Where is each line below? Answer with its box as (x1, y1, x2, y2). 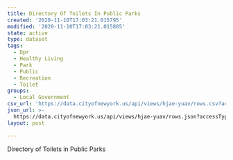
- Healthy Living (13, 55, 64, 62)
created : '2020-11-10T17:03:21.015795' (7, 17, 123, 24)
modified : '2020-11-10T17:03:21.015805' (7, 23, 126, 30)
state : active (7, 29, 49, 37)
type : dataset (7, 36, 49, 43)
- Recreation (13, 74, 51, 82)
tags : (7, 42, 23, 49)
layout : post (7, 119, 45, 127)
